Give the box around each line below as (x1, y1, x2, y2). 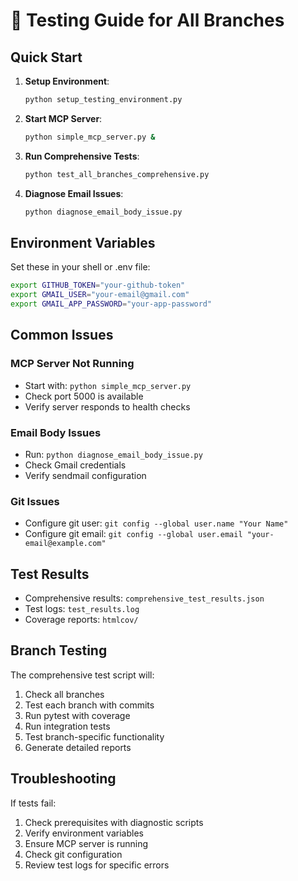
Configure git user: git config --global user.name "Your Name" (24, 517, 289, 529)
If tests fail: (10, 797, 57, 809)
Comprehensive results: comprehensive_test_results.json (24, 592, 265, 604)
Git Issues (10, 494, 60, 508)
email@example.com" (24, 539, 107, 549)
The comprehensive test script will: (10, 669, 155, 681)
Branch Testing (10, 642, 108, 659)
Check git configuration (24, 848, 123, 860)
